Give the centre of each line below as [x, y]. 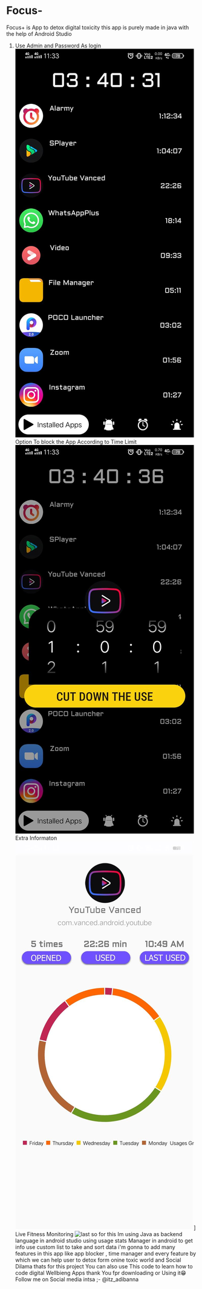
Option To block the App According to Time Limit [76, 441]
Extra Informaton [36, 838]
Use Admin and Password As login [58, 46]
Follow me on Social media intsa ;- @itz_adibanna [77, 1279]
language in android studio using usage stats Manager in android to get [104, 1240]
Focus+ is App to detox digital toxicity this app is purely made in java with [98, 27]
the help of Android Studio [39, 33]
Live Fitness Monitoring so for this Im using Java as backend [99, 1234]
